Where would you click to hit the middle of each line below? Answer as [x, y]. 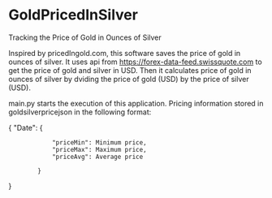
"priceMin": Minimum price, [99, 142]
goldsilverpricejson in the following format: [80, 112]
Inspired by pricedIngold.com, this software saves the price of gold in [125, 53]
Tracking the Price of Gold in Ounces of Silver [85, 37]
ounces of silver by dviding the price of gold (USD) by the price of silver [129, 79]
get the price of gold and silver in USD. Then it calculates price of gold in [130, 70]
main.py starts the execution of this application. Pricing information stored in [136, 103]
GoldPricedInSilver [73, 15]
